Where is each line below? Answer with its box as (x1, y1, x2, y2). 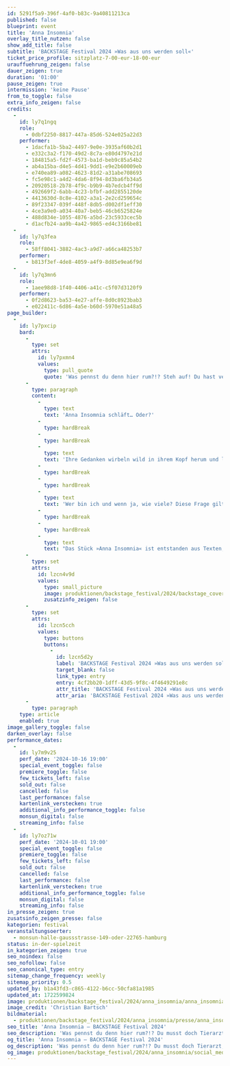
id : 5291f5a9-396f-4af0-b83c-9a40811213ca (7, 10, 130, 17)
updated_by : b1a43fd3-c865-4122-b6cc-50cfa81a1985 (7, 985, 155, 992)
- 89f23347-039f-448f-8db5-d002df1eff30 (25, 202, 142, 208)
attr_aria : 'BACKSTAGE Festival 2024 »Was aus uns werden (55, 692, 225, 699)
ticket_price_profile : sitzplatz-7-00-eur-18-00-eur (7, 55, 161, 62)
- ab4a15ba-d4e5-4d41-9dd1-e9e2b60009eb (25, 162, 142, 170)
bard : (19, 328, 36, 336)
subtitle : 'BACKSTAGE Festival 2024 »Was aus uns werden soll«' (7, 49, 194, 56)
